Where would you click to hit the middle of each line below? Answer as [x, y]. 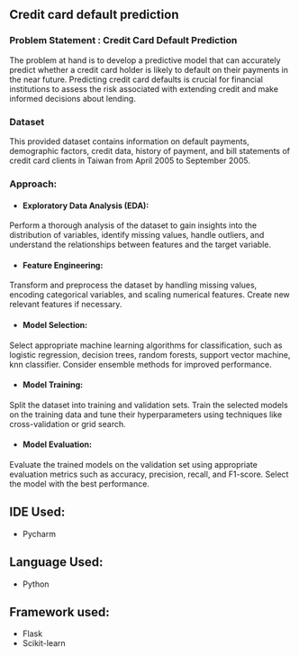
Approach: [33, 184]
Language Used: [56, 562]
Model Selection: [55, 324]
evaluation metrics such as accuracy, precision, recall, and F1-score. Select [149, 474]
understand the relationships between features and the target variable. [140, 245]
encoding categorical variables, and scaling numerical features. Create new [149, 295]
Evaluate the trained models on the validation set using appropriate [134, 464]
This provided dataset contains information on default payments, [129, 141]
